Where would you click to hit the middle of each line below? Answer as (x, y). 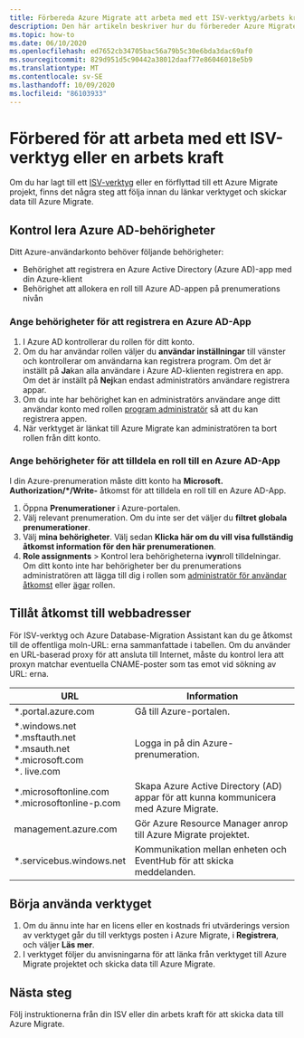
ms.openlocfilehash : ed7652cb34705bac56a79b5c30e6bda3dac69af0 (131, 52)
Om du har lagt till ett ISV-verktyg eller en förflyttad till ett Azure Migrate (144, 183)
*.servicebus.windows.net (70, 861)
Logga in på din (167, 743)
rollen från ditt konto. (62, 438)
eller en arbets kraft (148, 157)
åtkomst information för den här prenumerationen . (119, 546)
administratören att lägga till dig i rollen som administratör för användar (154, 575)
